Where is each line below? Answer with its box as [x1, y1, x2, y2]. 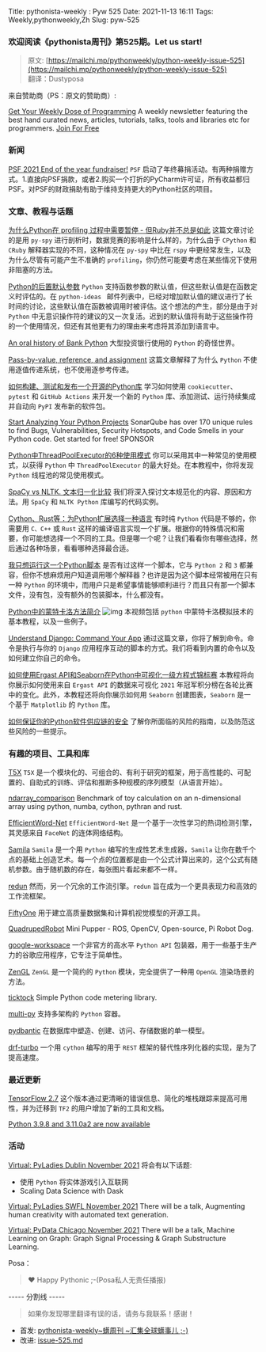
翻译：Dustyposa [27, 74, 85, 84]
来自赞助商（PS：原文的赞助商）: [8, 91, 116, 101]
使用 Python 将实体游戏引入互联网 [19, 1177, 129, 1187]
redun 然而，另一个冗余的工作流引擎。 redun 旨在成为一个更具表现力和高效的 [8, 882, 257, 891]
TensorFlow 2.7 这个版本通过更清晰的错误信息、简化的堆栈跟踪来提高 [8, 1094, 234, 1103]
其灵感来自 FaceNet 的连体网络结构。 [8, 828, 127, 837]
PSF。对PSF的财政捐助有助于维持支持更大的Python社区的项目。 [8, 184, 217, 193]
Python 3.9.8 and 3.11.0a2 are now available [8, 1119, 150, 1129]
